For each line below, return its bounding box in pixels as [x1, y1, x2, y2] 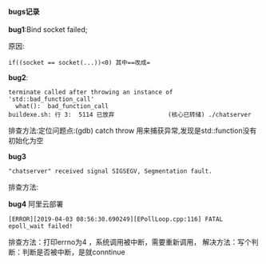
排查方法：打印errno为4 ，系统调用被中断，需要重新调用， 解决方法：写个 [8, 238, 252, 247]
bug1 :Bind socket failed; [8, 25, 88, 34]
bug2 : [8, 73, 29, 82]
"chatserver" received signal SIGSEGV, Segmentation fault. [8, 167, 213, 175]
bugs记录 [8, 6, 40, 16]
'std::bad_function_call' [8, 95, 94, 103]
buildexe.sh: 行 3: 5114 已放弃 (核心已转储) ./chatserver [8, 111, 252, 119]
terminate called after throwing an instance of [8, 88, 173, 97]
